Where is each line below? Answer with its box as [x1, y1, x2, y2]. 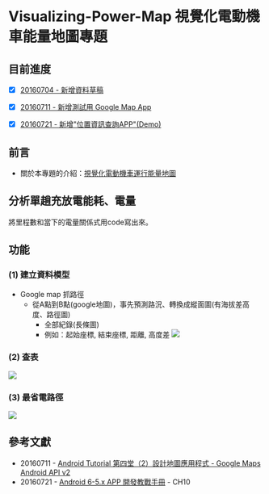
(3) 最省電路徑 [8, 391, 64, 403]
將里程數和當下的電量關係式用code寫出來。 [8, 217, 153, 227]
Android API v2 [19, 467, 71, 477]
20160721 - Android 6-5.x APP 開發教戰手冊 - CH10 [19, 477, 191, 487]
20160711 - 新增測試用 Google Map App [19, 103, 152, 112]
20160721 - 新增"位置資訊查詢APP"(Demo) [19, 119, 162, 129]
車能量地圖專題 [8, 27, 108, 46]
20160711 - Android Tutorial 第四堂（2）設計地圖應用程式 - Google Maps [19, 458, 261, 468]
